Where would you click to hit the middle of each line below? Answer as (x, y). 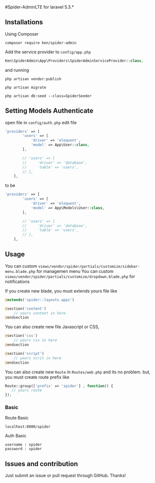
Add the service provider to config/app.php (48, 52)
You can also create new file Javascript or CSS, (52, 327)
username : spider (23, 445)
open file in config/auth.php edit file (41, 122)
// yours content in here (40, 313)
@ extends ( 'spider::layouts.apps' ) (40, 300)
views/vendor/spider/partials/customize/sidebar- (89, 266)
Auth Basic (16, 436)
